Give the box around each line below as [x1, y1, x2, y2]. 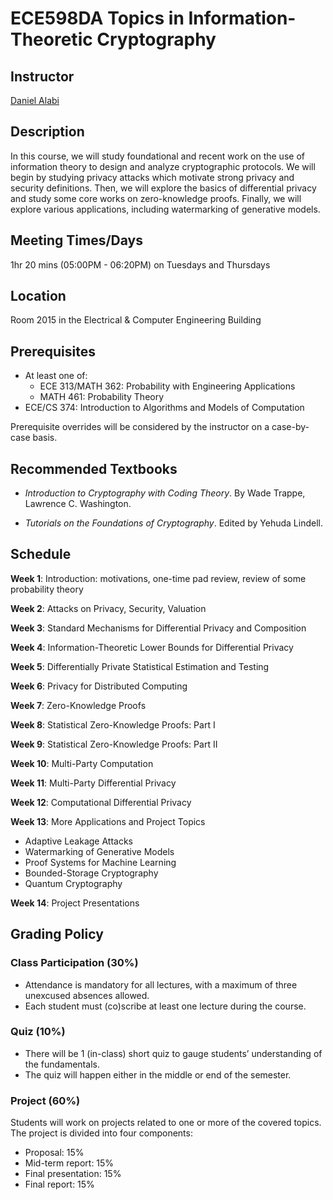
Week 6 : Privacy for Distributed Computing [10, 680, 188, 692]
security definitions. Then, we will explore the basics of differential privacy [10, 182, 317, 194]
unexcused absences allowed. [24, 989, 150, 1001]
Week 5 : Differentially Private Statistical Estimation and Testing [10, 660, 270, 672]
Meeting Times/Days [10, 232, 143, 249]
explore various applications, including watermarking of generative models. [10, 203, 321, 215]
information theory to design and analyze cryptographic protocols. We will [10, 160, 316, 172]
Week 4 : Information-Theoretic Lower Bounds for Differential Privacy [10, 641, 294, 653]
